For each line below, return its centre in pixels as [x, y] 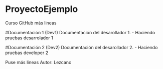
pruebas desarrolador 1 [29, 38]
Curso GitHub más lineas [31, 23]
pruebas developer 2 [27, 53]
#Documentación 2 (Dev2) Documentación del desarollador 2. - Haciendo [81, 47]
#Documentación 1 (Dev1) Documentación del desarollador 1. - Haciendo [80, 32]
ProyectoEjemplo [42, 9]
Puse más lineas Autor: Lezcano [38, 62]
